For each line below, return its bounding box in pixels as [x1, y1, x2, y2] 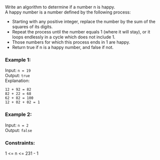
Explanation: [5, 78, 30, 84]
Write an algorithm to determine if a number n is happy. [5, 4, 115, 10]
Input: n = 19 [5, 67, 31, 73]
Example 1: [5, 56, 31, 63]
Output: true [5, 73, 30, 79]
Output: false [5, 127, 32, 133]
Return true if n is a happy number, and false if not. [12, 45, 114, 50]
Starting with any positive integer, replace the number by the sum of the [12, 19, 156, 24]
